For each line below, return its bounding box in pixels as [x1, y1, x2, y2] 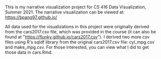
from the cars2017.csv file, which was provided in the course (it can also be [5, 29, 157, 34]
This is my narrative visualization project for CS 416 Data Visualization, [5, 4, 146, 10]
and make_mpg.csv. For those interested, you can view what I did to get [5, 44, 149, 50]
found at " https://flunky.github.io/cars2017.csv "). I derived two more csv [5, 34, 150, 40]
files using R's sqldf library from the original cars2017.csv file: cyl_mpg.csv [5, 39, 155, 45]
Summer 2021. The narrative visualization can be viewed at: [5, 9, 125, 15]
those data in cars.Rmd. [5, 49, 53, 55]
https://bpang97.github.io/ [5, 15, 57, 20]
